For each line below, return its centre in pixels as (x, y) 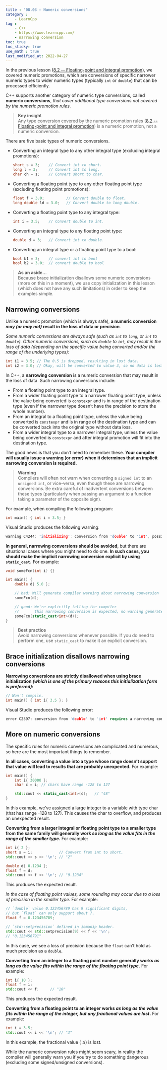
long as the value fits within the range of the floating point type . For (77, 966)
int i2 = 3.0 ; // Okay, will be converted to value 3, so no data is (79, 365)
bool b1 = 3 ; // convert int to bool (55, 259)
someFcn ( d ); (27, 598)
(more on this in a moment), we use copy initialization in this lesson (86, 283)
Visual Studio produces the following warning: (53, 527)
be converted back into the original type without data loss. (72, 427)
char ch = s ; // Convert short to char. (58, 174)
